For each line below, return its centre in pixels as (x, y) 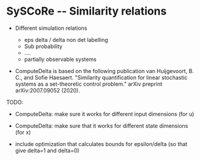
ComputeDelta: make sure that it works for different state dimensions (102, 125)
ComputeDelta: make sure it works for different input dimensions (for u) (105, 114)
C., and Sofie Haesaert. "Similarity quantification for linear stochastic (101, 77)
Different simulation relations (51, 28)
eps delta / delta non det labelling (66, 40)
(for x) (23, 132)
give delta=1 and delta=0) (47, 150)
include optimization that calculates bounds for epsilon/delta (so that (101, 144)
